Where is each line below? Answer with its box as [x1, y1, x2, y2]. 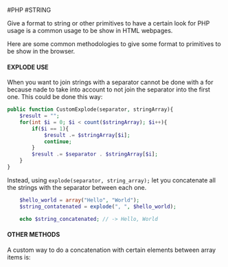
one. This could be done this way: [7, 93, 103, 101]
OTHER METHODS [7, 231, 60, 239]
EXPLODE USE [7, 63, 49, 71]
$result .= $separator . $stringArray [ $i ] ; [32, 151, 158, 158]
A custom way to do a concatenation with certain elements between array [7, 246, 216, 254]
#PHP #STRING [7, 6, 52, 14]
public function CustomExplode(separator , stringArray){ [7, 106, 174, 113]
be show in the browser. [7, 47, 76, 55]
